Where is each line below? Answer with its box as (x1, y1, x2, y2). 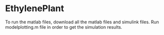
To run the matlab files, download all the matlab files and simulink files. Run (5, 19, 159, 25)
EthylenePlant (5, 3, 65, 14)
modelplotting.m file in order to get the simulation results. (5, 24, 123, 30)
